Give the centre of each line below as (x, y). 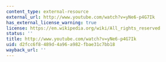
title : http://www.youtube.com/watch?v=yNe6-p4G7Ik (71, 39)
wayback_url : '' (26, 50)
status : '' (20, 34)
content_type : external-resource (47, 12)
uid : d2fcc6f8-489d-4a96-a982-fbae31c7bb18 (61, 45)
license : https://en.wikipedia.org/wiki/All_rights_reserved (83, 28)
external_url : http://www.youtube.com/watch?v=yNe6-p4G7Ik (81, 17)
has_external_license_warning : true (51, 22)
